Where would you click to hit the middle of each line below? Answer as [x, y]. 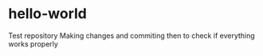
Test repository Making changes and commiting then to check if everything [131, 35]
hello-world [48, 14]
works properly [33, 43]
